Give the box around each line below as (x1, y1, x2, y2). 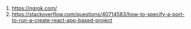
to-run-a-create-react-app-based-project (11, 17, 113, 23)
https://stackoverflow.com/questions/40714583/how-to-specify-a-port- (11, 11, 185, 18)
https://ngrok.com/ (11, 5, 57, 11)
